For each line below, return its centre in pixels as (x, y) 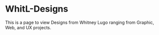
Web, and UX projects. (28, 27)
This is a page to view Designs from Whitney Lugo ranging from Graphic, (80, 22)
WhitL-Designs (37, 9)
